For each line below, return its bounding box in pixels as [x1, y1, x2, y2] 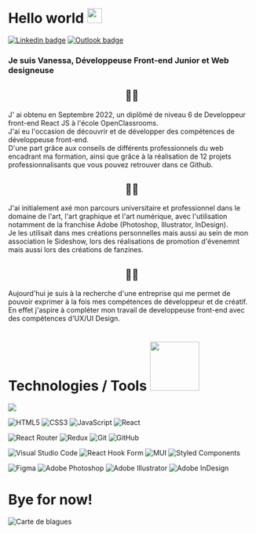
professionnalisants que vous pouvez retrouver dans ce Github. [8, 159, 214, 169]
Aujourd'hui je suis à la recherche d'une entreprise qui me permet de [8, 289, 231, 298]
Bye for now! [8, 491, 93, 509]
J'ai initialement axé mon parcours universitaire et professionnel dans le [8, 203, 241, 213]
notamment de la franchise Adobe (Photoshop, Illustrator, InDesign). [8, 220, 229, 229]
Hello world [8, 9, 85, 27]
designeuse [8, 64, 55, 75]
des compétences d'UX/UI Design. [8, 314, 120, 324]
